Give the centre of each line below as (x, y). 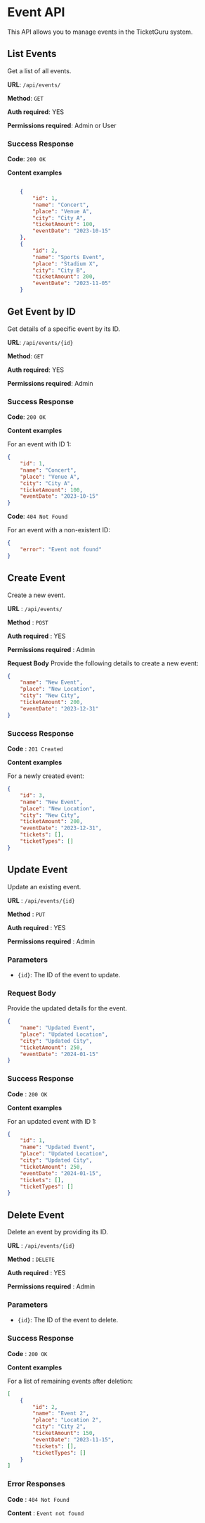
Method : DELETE (31, 1259)
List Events (32, 54)
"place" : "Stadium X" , (66, 264)
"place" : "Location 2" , (67, 1420)
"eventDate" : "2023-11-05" (72, 283)
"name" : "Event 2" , (61, 1414)
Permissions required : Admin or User (62, 125)
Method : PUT (26, 914)
